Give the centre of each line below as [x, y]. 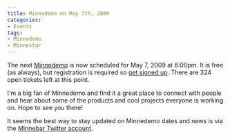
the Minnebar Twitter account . [50, 128]
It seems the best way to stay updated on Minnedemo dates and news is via [115, 121]
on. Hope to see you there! [45, 108]
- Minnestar [24, 45]
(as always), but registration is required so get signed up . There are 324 [109, 72]
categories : [24, 20]
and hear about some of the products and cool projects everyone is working [115, 100]
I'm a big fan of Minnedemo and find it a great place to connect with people [115, 93]
